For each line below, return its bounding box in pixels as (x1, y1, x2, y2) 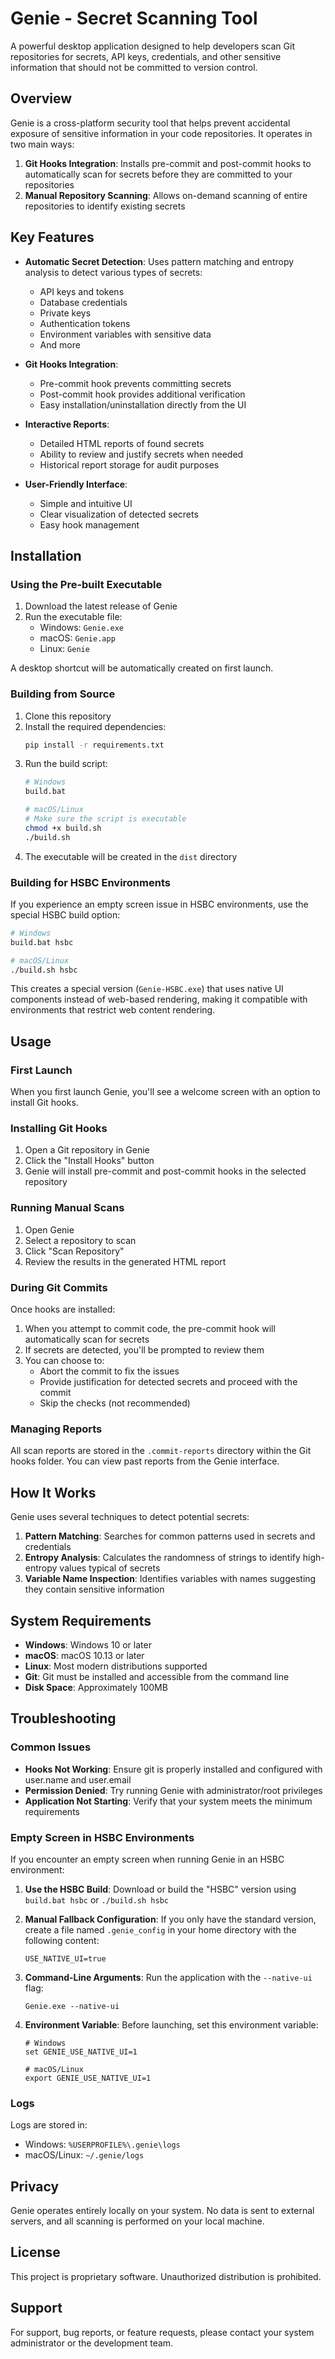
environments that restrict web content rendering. (10, 1004, 216, 1016)
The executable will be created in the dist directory (24, 850, 238, 862)
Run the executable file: (24, 611, 123, 623)
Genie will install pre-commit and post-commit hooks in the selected (24, 1165, 307, 1177)
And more (39, 338, 81, 351)
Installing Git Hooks (10, 1122, 108, 1136)
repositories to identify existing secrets (24, 200, 186, 212)
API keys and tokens (39, 285, 125, 297)
